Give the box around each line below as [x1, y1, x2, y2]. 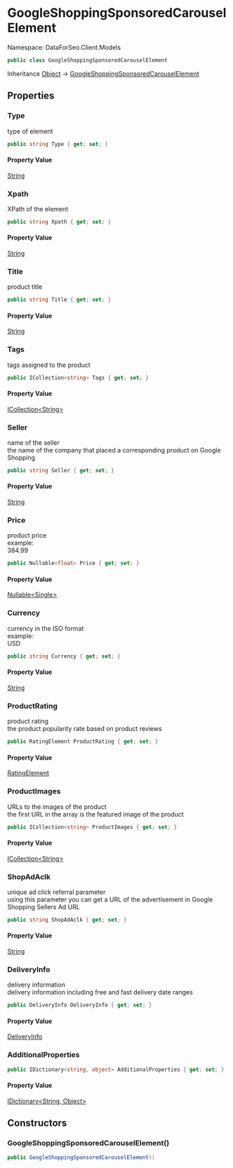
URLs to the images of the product [7, 803, 107, 811]
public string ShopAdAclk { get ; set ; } [7, 916, 128, 923]
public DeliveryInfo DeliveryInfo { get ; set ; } [7, 1001, 152, 1009]
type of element [7, 126, 53, 135]
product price [7, 531, 47, 540]
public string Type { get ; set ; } [7, 141, 109, 148]
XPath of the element [7, 205, 69, 213]
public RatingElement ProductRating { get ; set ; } [7, 738, 159, 746]
